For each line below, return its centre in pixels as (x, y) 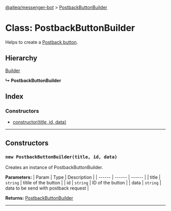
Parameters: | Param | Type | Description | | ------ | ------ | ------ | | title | (83, 177)
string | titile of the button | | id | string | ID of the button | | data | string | (83, 183)
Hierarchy (21, 58)
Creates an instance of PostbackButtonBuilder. (54, 168)
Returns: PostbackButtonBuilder (39, 198)
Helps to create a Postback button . (42, 42)
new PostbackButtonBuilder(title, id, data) (61, 157)
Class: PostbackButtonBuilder (70, 28)
